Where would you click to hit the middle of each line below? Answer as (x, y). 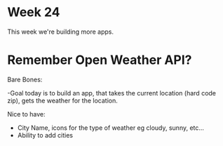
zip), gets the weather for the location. (62, 100)
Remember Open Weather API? (100, 60)
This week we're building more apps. (61, 32)
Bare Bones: (25, 79)
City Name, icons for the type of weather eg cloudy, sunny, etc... (111, 128)
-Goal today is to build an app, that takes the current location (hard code (111, 93)
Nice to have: (26, 114)
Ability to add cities (45, 135)
